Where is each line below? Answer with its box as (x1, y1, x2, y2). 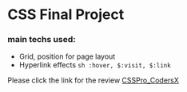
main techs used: (7, 34, 77, 45)
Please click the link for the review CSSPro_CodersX (7, 75, 179, 85)
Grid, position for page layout (18, 52, 116, 61)
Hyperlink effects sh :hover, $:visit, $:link (18, 60, 171, 70)
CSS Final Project (7, 6, 125, 24)
